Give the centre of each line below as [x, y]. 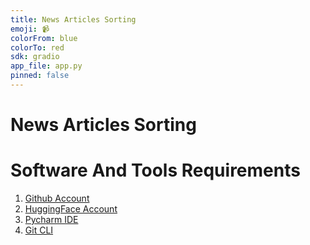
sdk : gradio [35, 57]
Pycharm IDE [51, 219]
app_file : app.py [46, 66]
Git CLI [39, 230]
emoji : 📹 [30, 29]
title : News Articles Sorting [73, 19]
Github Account [57, 198]
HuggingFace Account [71, 209]
